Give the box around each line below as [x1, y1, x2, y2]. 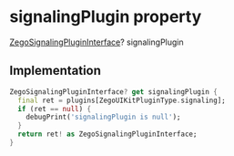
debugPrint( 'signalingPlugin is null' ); [25, 112, 181, 122]
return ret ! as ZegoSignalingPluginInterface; [17, 130, 198, 139]
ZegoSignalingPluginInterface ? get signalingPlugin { [9, 87, 219, 97]
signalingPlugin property [9, 6, 202, 27]
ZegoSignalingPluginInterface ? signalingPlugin [9, 36, 184, 47]
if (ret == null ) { [17, 104, 92, 113]
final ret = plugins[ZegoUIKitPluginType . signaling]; [17, 96, 226, 105]
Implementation [9, 63, 102, 78]
